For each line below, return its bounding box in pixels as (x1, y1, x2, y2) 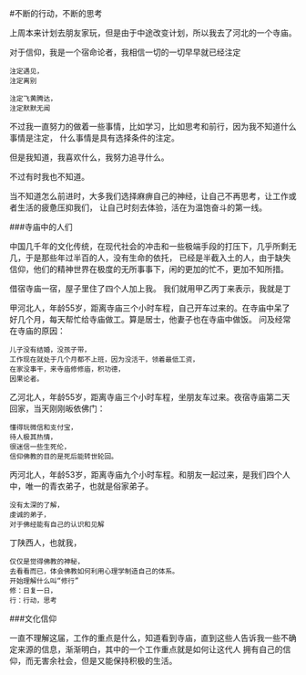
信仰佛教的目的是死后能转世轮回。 (9, 452, 118, 461)
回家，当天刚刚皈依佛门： (9, 403, 106, 414)
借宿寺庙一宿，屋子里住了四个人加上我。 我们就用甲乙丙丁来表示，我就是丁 (9, 283, 291, 294)
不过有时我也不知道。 (9, 172, 89, 182)
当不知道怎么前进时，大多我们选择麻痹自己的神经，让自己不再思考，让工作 (9, 191, 289, 201)
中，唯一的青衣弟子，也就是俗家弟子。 (9, 480, 153, 491)
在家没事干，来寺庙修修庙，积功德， (9, 364, 126, 374)
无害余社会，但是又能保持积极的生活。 (33, 656, 178, 666)
